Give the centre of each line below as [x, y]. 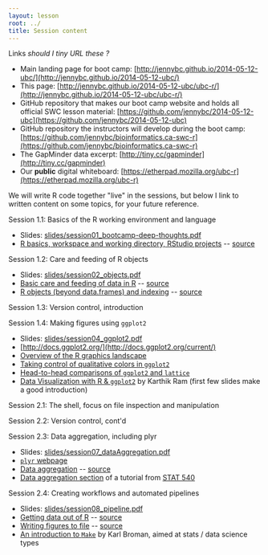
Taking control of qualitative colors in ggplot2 [95, 364]
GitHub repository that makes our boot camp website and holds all [129, 103]
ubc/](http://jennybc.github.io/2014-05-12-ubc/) [99, 78]
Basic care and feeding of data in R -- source [95, 284]
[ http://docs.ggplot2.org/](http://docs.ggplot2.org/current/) [118, 347]
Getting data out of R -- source [71, 517]
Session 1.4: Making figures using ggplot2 [77, 323]
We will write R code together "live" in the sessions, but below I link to [124, 196]
